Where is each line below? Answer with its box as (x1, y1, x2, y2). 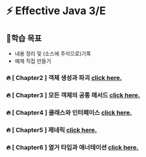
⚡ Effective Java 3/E (6, 4, 106, 18)
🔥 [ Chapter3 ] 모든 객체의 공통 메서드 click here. (6, 91, 140, 99)
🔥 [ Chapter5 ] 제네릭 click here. (6, 126, 97, 134)
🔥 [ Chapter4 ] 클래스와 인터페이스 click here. (6, 108, 132, 117)
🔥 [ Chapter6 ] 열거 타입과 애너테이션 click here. (6, 143, 139, 151)
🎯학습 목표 (6, 33, 42, 43)
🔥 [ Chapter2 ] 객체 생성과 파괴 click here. (6, 73, 122, 82)
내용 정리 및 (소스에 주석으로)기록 (14, 50, 91, 57)
